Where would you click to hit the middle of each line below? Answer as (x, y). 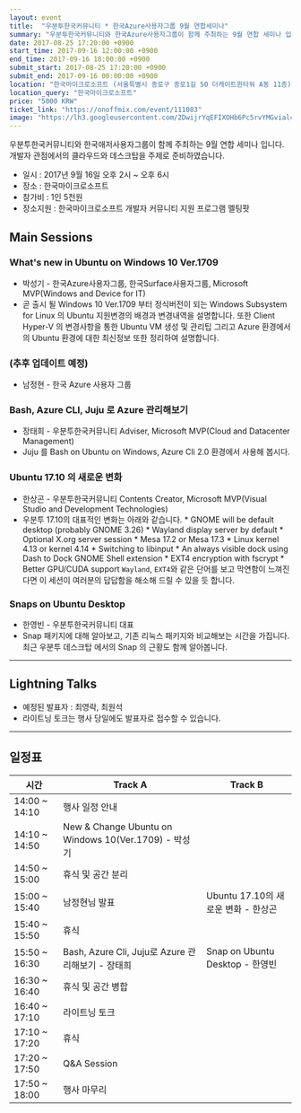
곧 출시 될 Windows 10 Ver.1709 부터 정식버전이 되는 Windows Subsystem (155, 304)
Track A (130, 784)
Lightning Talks (53, 684)
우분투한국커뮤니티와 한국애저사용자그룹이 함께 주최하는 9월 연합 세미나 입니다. (147, 145)
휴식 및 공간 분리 (95, 874)
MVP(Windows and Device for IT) (84, 294)
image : (21, 118)
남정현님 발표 (89, 902)
